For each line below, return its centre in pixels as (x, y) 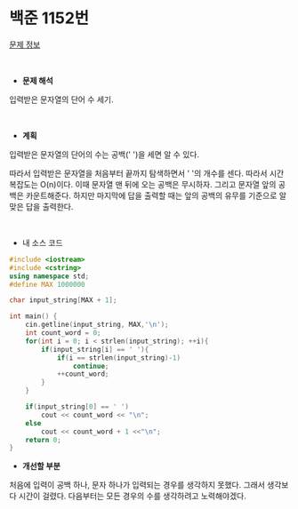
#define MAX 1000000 (48, 284)
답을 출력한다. (49, 206)
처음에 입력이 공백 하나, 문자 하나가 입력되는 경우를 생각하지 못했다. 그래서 (137, 485)
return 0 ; (44, 440)
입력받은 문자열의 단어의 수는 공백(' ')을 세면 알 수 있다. (105, 154)
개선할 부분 (41, 466)
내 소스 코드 (43, 243)
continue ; (91, 366)
